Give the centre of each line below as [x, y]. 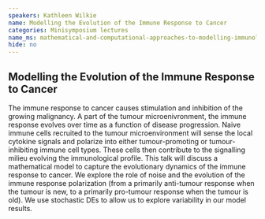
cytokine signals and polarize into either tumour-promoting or [108, 141]
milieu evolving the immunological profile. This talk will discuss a [113, 158]
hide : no [22, 45]
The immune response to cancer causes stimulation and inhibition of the [125, 108]
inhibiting [23, 150]
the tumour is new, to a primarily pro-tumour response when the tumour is [128, 191]
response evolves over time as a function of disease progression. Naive [125, 124]
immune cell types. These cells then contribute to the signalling [143, 150]
